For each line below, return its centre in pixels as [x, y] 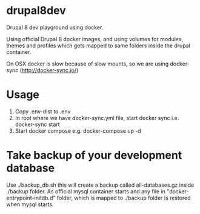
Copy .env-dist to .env [43, 111]
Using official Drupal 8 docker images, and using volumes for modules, [95, 39]
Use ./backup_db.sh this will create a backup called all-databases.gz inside [100, 185]
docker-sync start [37, 124]
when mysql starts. [30, 204]
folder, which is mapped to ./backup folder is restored [124, 198]
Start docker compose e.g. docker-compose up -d [78, 130]
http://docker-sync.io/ [49, 70]
